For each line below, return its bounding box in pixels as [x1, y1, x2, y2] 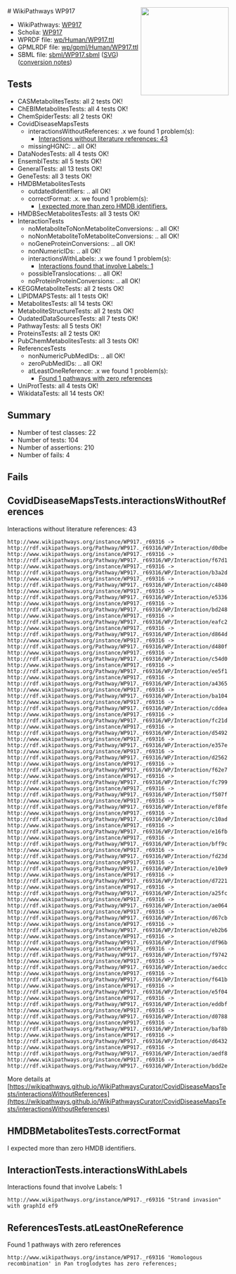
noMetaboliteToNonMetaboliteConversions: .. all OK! [27, 224, 180, 233]
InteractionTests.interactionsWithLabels [7, 1164, 188, 1176]
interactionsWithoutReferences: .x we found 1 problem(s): [27, 127, 195, 135]
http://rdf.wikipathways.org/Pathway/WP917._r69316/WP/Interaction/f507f [7, 791, 228, 798]
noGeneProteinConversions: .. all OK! [27, 239, 136, 247]
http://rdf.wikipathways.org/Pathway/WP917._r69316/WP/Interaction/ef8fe [7, 803, 228, 810]
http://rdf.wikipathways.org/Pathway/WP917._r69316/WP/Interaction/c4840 [7, 581, 228, 588]
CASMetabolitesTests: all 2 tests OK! [17, 97, 123, 105]
